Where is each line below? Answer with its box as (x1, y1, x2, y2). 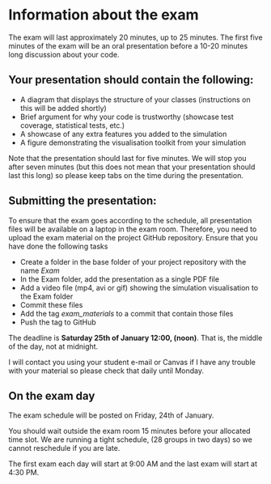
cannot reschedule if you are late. (8, 444, 121, 453)
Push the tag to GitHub (19, 317, 97, 327)
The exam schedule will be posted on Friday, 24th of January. (8, 410, 214, 420)
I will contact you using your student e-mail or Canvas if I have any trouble (8, 357, 256, 367)
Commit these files (19, 299, 83, 309)
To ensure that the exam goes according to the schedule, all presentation (8, 215, 252, 225)
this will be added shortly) (19, 103, 107, 113)
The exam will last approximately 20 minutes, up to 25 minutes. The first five (8, 32, 263, 42)
